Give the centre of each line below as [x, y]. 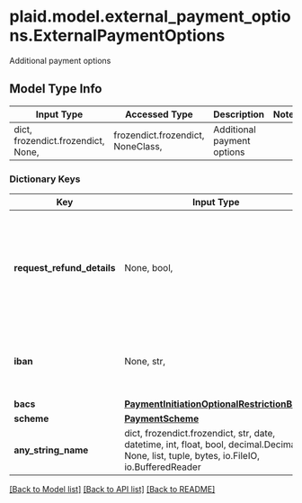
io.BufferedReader [163, 467]
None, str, [145, 362]
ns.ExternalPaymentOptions [117, 36]
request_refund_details [65, 268]
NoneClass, [138, 146]
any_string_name [51, 450]
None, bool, [149, 268]
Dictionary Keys [45, 179]
